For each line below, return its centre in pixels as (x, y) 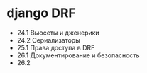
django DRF (41, 13)
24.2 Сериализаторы (48, 40)
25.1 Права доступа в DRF (56, 47)
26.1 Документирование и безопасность (78, 55)
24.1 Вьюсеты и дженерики (58, 33)
